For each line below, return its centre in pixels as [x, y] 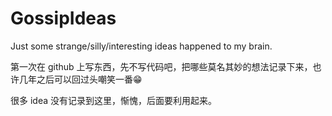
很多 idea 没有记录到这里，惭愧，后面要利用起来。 [113, 100]
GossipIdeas [63, 18]
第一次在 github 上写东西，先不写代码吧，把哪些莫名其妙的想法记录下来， [161, 66]
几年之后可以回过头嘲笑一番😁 [80, 79]
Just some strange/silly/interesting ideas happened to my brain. [141, 46]
